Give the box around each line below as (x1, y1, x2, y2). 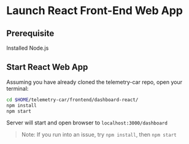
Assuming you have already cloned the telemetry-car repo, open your (6, 78, 183, 86)
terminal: (6, 85, 29, 92)
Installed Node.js (6, 44, 49, 51)
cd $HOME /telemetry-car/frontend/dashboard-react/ (6, 96, 139, 103)
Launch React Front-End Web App (6, 4, 183, 18)
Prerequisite (6, 28, 55, 39)
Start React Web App (6, 62, 88, 72)
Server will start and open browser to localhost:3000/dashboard (6, 119, 168, 126)
